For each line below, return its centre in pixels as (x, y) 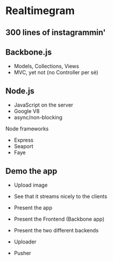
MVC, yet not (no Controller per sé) (56, 73)
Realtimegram (40, 11)
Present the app (33, 208)
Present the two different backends (56, 231)
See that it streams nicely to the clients (60, 197)
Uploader (25, 242)
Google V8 (27, 111)
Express (24, 140)
